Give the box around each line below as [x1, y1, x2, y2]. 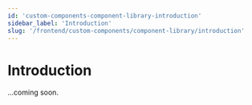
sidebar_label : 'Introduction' [7, 19, 112, 27]
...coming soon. [7, 87, 59, 97]
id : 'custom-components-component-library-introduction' [7, 11, 202, 20]
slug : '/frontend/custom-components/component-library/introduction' [7, 26, 246, 34]
